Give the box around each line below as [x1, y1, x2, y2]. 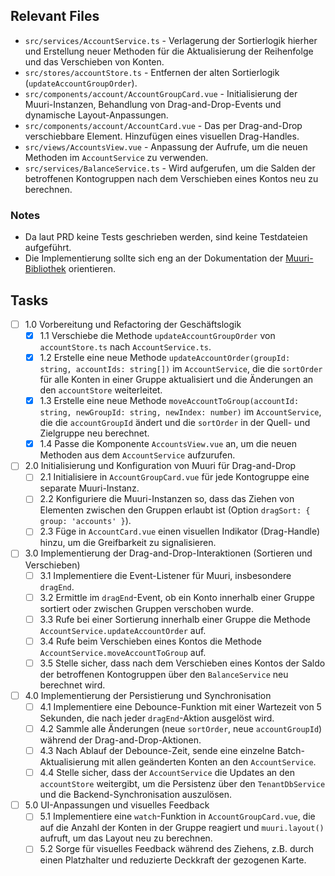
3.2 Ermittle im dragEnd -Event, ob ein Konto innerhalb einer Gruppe [39, 591, 315, 603]
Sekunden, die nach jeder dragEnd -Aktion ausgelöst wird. [39, 712, 275, 724]
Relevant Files [10, 8, 100, 25]
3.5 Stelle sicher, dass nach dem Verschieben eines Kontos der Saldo [39, 657, 326, 669]
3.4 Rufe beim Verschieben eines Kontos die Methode [39, 635, 262, 647]
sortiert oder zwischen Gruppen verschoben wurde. [39, 602, 255, 614]
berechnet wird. [39, 679, 106, 691]
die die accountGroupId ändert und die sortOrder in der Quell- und [39, 417, 311, 429]
